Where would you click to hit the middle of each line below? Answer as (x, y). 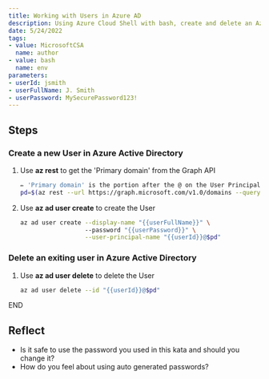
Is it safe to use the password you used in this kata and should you (130, 350)
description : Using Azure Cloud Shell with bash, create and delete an (130, 23)
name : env (32, 68)
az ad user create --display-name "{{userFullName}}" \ (115, 222)
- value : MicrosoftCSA (46, 46)
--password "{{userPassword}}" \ (140, 230)
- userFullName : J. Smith (51, 90)
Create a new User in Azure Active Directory (96, 153)
